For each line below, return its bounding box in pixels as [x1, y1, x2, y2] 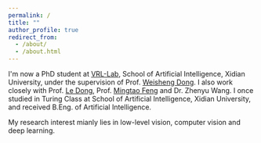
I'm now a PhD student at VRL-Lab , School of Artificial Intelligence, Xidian [8, 70, 245, 78]
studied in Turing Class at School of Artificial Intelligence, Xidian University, [8, 95, 252, 103]
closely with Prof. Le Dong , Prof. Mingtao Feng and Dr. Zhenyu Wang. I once [8, 86, 254, 95]
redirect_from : [8, 33, 58, 41]
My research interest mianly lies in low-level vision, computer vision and [8, 118, 241, 127]
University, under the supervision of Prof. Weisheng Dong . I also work [8, 77, 234, 87]
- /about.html [15, 48, 61, 55]
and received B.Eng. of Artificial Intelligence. [8, 102, 151, 112]
